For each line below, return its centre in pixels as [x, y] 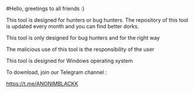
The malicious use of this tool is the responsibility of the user [80, 49]
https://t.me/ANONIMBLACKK [42, 84]
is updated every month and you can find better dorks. [72, 26]
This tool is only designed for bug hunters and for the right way [83, 38]
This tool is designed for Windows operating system [69, 61]
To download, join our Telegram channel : [57, 72]
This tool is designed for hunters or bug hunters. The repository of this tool [97, 20]
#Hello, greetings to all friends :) [45, 9]
